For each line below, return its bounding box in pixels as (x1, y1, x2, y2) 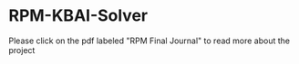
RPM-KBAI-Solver (8, 5, 148, 26)
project (8, 44, 36, 55)
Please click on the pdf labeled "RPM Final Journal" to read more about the (8, 35, 291, 46)
